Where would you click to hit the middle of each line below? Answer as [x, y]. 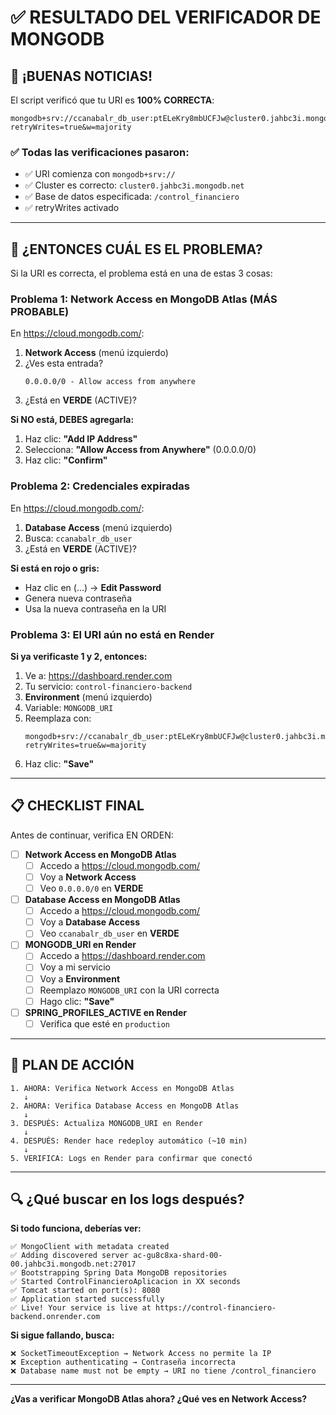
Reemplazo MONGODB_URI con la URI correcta [129, 990]
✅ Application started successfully [87, 1299]
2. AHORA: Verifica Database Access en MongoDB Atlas [125, 1106]
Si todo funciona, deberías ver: [76, 1228]
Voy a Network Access [88, 877]
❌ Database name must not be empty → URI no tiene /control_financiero [163, 1371]
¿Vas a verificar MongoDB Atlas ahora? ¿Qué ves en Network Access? [159, 1399]
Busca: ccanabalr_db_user [78, 538]
